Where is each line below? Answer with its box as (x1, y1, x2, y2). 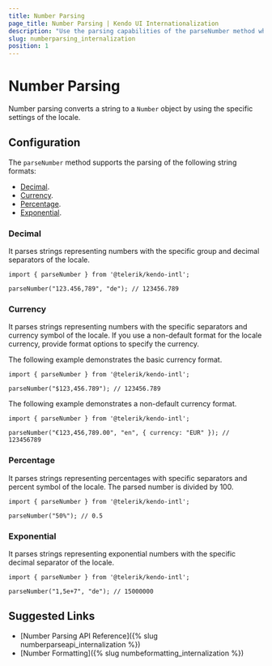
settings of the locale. (8, 113, 81, 122)
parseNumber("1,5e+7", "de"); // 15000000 (8, 587, 154, 596)
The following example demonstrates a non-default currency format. (8, 399, 237, 409)
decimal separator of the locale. (8, 557, 115, 568)
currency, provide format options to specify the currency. (8, 339, 200, 349)
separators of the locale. (8, 255, 91, 264)
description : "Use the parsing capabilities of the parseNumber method (8, 27, 255, 35)
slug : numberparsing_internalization (8, 34, 136, 43)
